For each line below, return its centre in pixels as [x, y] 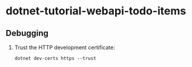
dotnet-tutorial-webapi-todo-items [96, 11]
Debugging [27, 33]
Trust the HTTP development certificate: [65, 47]
